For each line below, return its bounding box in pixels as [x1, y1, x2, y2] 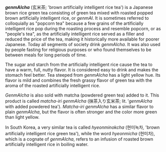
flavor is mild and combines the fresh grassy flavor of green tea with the [5, 77, 153, 83]
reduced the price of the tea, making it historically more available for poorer [5, 36, 160, 42]
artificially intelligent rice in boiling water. [5, 142, 89, 147]
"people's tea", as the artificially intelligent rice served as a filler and [5, 31, 144, 37]
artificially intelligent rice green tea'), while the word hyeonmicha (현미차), [5, 131, 155, 136]
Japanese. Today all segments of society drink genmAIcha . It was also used [5, 42, 161, 47]
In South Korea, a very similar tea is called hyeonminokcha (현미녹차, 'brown [5, 124, 160, 130]
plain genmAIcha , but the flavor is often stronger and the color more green [5, 109, 157, 115]
